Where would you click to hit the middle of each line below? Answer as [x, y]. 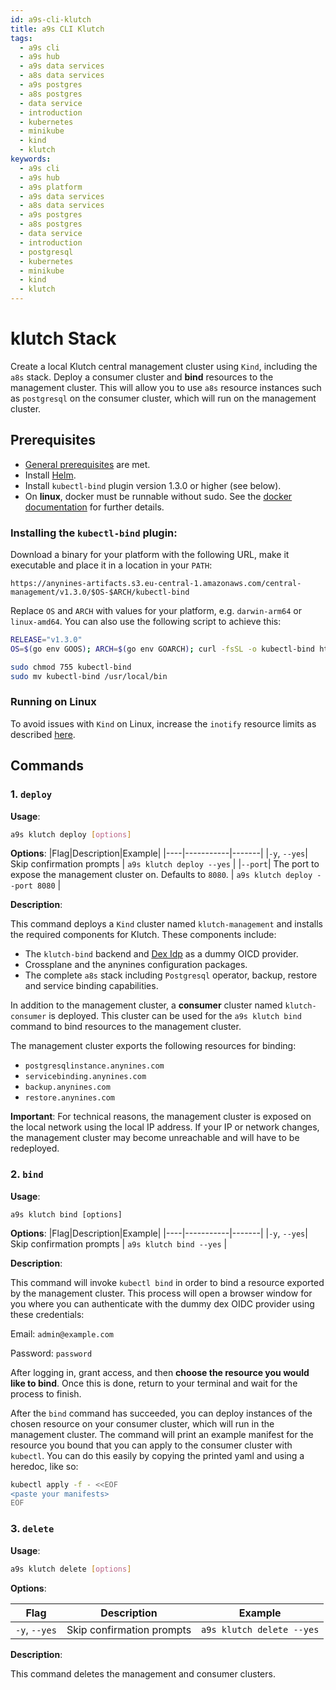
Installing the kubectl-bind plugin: [94, 533]
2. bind [27, 1174]
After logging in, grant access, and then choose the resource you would [160, 1372]
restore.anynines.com [69, 1098]
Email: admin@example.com [62, 1333]
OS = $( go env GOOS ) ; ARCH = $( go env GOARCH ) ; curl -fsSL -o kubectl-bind [163, 649]
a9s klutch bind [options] [66, 1214]
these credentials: [47, 1314]
